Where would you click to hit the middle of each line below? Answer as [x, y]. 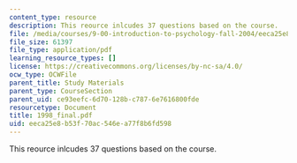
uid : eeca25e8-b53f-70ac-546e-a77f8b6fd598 [91, 124]
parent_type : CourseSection [61, 91]
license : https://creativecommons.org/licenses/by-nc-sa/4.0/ [126, 67]
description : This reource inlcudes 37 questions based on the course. [144, 26]
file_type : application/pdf [61, 50]
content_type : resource [53, 17]
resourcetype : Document [53, 107]
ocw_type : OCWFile [43, 75]
